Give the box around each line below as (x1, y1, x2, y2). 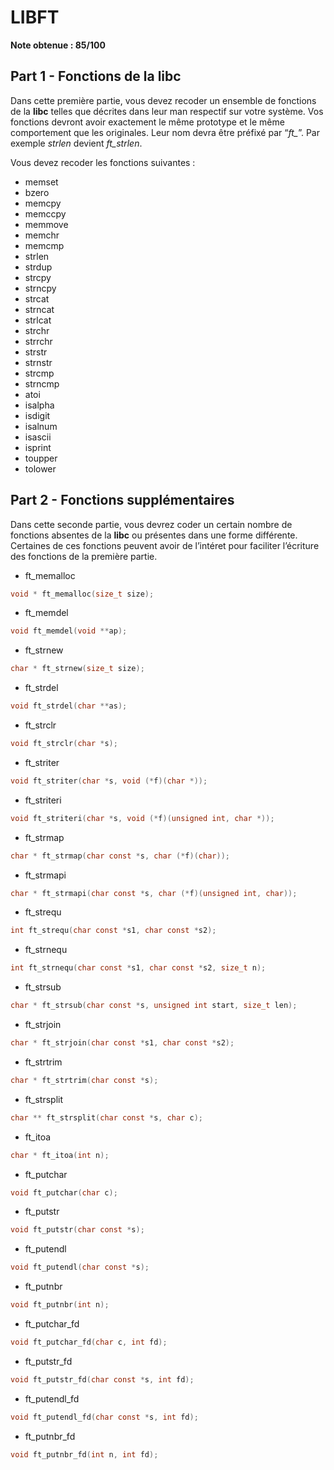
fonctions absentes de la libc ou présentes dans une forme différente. (10, 529, 298, 541)
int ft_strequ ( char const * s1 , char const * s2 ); (10, 926, 217, 936)
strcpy (24, 271, 52, 283)
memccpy (24, 207, 67, 220)
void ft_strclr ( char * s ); (10, 739, 118, 749)
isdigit (24, 409, 51, 421)
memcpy (24, 197, 62, 209)
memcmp (24, 239, 65, 251)
